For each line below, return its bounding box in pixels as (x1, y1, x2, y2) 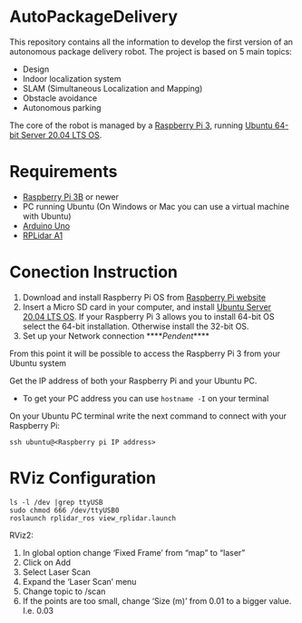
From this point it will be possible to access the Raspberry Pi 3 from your (9, 348, 281, 359)
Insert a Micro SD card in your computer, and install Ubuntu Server (22, 302, 272, 312)
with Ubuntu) (22, 211, 72, 222)
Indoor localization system (22, 73, 122, 84)
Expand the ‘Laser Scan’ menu (22, 576, 137, 587)
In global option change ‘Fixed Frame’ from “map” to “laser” (22, 547, 246, 558)
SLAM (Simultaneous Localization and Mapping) (22, 83, 203, 94)
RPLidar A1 (22, 230, 63, 241)
